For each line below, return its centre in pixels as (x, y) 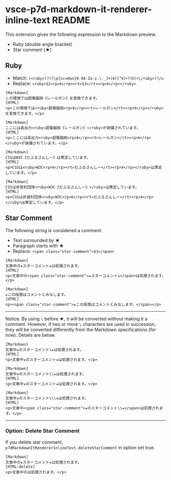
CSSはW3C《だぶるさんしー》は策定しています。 (48, 157)
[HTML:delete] (20, 467)
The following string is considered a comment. (54, 230)
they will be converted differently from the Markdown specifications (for (81, 330)
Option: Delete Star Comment (42, 431)
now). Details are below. (31, 335)
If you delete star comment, (34, 442)
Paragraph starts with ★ (38, 245)
